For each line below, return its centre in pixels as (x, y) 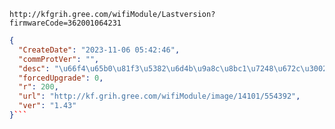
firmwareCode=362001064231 (65, 23)
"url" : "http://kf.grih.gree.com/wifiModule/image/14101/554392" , (159, 96)
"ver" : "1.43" (47, 106)
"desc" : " (38, 68)
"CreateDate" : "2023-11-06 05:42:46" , (99, 50)
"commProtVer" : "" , (59, 59)
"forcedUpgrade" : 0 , (61, 78)
